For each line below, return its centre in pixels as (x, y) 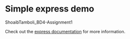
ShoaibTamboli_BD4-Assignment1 (39, 22)
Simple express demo (50, 9)
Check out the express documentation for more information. (65, 31)
